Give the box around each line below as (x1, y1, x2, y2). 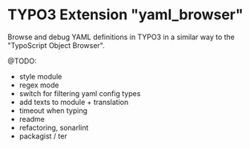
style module (18, 71, 62, 81)
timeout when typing (18, 106, 88, 115)
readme (18, 114, 45, 123)
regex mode (18, 80, 59, 90)
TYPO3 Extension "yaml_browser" (7, 6, 244, 24)
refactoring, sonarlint (18, 123, 89, 132)
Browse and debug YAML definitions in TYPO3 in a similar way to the (7, 32, 236, 42)
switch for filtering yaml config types (18, 88, 141, 98)
